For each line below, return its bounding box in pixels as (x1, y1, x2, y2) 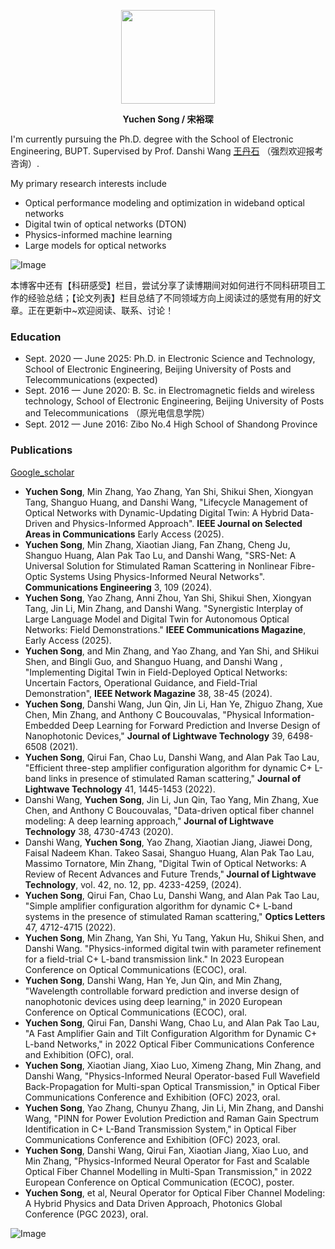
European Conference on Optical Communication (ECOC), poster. (24, 1176, 295, 1188)
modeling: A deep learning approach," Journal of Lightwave (24, 815, 274, 827)
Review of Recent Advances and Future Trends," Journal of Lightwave (24, 868, 317, 880)
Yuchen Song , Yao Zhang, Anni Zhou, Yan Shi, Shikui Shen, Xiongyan (24, 591, 312, 604)
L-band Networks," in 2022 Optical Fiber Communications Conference (24, 1038, 315, 1050)
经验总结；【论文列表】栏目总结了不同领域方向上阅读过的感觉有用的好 (27, 292, 313, 304)
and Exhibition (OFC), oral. (24, 1048, 135, 1060)
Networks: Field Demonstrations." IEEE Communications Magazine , (24, 623, 307, 635)
